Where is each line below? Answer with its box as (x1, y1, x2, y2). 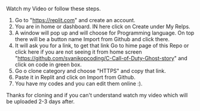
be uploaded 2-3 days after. (6, 98, 75, 105)
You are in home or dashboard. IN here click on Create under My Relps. (14, 23, 190, 30)
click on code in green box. (14, 61, 82, 68)
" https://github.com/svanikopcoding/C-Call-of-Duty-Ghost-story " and (14, 55, 188, 61)
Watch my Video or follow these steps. (6, 5, 101, 12)
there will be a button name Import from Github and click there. (14, 36, 170, 42)
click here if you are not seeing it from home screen (14, 48, 142, 55)
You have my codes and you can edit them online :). (14, 80, 143, 87)
